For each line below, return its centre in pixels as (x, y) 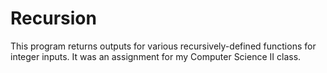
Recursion (53, 18)
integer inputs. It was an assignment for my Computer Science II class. (156, 56)
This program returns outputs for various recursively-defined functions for (163, 46)
